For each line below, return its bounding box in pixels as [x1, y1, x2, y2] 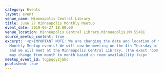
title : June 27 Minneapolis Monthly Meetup [5, 20, 95, 26]
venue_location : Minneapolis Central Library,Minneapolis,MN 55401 [5, 30, 145, 35]
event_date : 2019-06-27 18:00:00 [5, 25, 73, 30]
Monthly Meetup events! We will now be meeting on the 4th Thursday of [9, 43, 159, 48]
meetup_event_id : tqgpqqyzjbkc [5, 57, 69, 62]
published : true [5, 61, 38, 66]
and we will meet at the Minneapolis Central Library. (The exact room [9, 48, 159, 53]
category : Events [5, 7, 41, 12]
